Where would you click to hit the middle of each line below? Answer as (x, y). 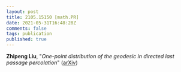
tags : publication (29, 34)
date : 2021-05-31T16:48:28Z (41, 23)
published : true (26, 39)
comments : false (26, 28)
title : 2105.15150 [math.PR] (43, 17)
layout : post (22, 12)
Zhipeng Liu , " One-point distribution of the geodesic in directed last (90, 56)
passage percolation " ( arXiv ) (42, 62)
